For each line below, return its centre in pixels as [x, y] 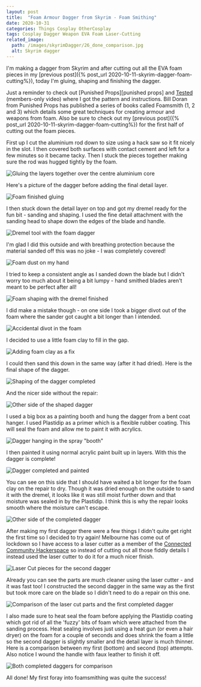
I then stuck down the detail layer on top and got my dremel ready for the [97, 208]
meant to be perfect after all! [41, 287]
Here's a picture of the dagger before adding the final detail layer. [87, 185]
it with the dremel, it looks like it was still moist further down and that [91, 494]
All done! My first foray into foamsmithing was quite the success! [86, 677]
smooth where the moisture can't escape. [58, 507]
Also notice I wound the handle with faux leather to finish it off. [83, 654]
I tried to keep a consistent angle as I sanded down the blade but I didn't [95, 274]
